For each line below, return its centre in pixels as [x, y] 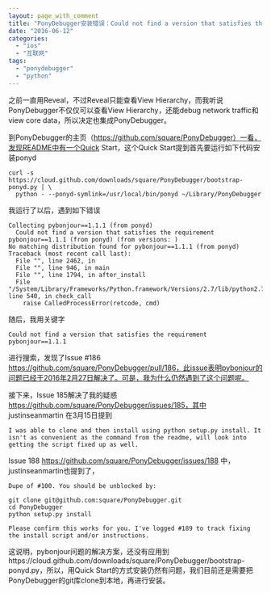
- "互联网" [32, 53]
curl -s [21, 173]
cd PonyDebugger [35, 507]
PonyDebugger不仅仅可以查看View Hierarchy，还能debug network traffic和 [134, 110]
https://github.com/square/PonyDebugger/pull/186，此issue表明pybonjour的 [135, 368]
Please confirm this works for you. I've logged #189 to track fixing [129, 528]
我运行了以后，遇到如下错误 [54, 210]
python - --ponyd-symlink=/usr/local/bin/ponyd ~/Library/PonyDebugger [139, 194]
